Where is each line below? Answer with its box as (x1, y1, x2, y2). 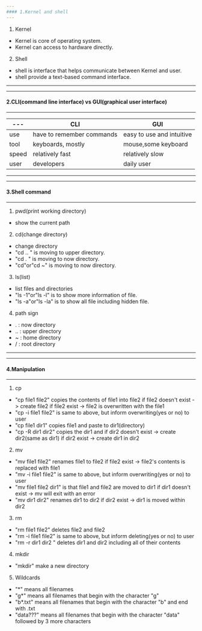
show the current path (14, 219, 70, 227)
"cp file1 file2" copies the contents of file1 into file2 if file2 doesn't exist (14, 396, 191, 404)
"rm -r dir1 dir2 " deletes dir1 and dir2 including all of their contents (14, 539, 181, 546)
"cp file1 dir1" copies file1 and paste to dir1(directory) (14, 422, 145, 429)
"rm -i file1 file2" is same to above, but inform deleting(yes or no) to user (14, 533, 194, 540)
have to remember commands (32, 130, 118, 139)
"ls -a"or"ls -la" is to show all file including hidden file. (14, 298, 149, 305)
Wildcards (14, 574, 40, 582)
